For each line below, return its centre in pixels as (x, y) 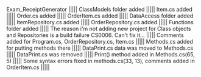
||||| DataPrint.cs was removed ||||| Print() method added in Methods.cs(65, (100, 54)
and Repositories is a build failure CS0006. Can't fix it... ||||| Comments (95, 35)
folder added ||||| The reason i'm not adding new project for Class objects (99, 28)
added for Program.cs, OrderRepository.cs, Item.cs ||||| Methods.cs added (100, 42)
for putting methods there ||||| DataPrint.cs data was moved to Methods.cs (100, 48)
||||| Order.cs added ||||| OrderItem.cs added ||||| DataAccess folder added (100, 16)
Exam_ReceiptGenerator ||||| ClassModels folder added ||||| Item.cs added (100, 9)
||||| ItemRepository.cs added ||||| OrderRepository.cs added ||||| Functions (100, 22)
